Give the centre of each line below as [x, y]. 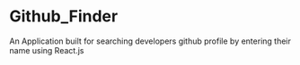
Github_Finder [64, 16]
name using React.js [47, 50]
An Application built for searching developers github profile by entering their [150, 41]
